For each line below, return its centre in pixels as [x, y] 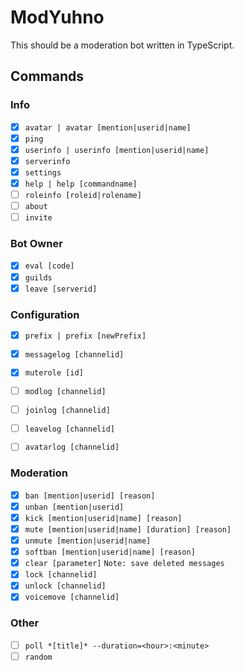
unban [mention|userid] [74, 507]
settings [43, 172]
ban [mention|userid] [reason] [90, 496]
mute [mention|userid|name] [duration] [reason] [128, 530]
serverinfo [47, 161]
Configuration [45, 314]
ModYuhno [57, 17]
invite [38, 218]
